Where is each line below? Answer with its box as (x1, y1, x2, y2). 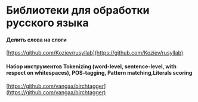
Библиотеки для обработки (6, 4, 150, 17)
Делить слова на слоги (6, 36, 67, 43)
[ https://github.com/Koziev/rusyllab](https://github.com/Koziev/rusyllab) (6, 49, 184, 56)
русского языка (6, 16, 89, 30)
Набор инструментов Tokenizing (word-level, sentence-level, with (6, 63, 177, 70)
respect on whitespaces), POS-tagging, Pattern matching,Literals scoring (6, 69, 193, 76)
